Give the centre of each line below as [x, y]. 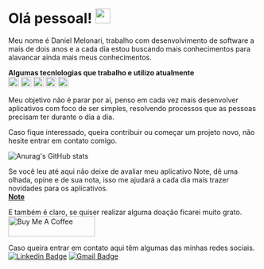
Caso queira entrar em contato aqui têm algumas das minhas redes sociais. [132, 248]
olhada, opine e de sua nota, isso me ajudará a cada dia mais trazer [118, 179]
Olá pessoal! [50, 19]
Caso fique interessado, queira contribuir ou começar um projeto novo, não [132, 132]
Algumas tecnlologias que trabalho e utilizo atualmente [101, 72]
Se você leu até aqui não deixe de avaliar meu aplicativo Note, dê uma [123, 171]
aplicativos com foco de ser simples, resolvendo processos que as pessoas [132, 108]
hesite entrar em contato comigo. [63, 140]
